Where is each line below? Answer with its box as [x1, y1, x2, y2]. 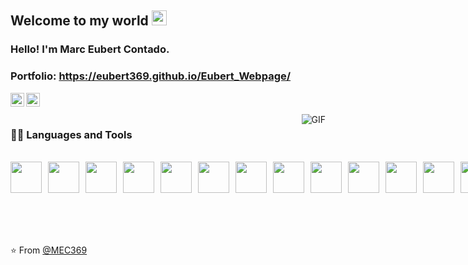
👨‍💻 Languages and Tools [10, 127, 133, 141]
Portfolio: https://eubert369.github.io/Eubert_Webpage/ [10, 69, 292, 83]
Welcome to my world [10, 12, 149, 30]
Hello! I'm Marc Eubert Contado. [10, 42, 170, 56]
